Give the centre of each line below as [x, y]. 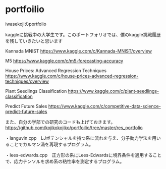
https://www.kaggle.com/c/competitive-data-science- [105, 106]
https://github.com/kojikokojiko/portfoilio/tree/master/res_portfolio [74, 128]
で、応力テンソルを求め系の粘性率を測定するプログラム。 [65, 161]
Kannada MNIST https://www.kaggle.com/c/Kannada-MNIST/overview [79, 51]
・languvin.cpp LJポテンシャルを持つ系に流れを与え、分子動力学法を [79, 138]
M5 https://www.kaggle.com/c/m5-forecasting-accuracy [64, 61]
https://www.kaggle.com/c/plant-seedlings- [114, 91]
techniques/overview [27, 81]
